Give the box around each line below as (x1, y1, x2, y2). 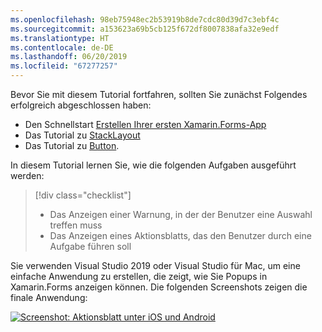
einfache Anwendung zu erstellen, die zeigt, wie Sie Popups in (10, 271, 268, 282)
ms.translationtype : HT (10, 33, 110, 43)
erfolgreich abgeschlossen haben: (10, 99, 152, 111)
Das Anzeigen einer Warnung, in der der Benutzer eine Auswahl (49, 209, 313, 220)
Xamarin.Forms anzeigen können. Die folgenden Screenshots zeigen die (10, 281, 308, 293)
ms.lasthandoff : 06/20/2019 (10, 52, 128, 62)
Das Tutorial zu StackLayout (24, 129, 141, 141)
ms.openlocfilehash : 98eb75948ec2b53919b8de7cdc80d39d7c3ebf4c (10, 14, 280, 25)
